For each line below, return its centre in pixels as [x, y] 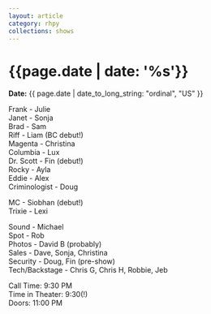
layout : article [36, 16]
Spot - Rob [26, 235]
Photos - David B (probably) [55, 244]
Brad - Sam [28, 127]
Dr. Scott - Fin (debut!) [46, 161]
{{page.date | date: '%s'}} [99, 71]
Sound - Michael [36, 227]
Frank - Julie [30, 110]
